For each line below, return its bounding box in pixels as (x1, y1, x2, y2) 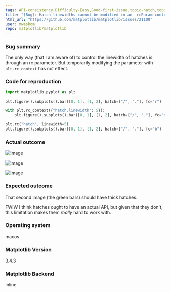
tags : (5, 7, 17, 13)
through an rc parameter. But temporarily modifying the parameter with (5, 60, 153, 66)
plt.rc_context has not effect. (5, 66, 69, 72)
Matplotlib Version (5, 246, 52, 253)
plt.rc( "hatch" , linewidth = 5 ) (5, 122, 69, 127)
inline (5, 282, 17, 288)
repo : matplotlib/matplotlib (5, 26, 67, 31)
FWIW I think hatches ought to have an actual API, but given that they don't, (5, 204, 163, 210)
